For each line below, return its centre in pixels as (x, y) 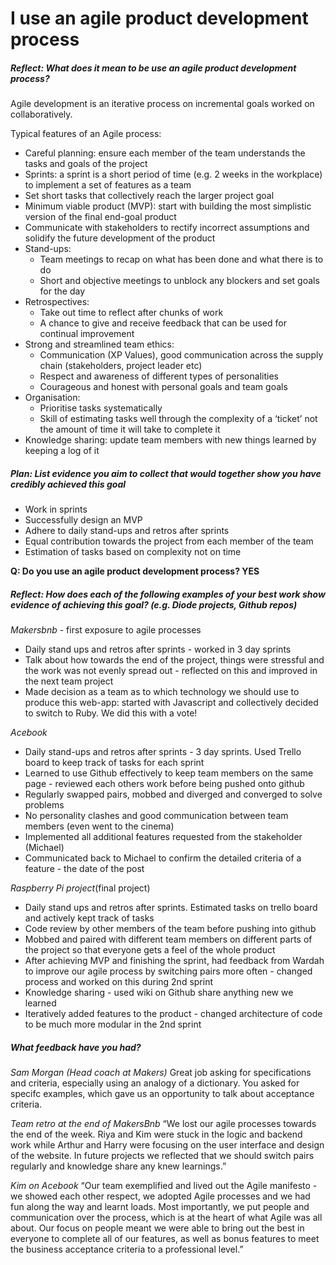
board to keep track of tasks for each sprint (114, 763)
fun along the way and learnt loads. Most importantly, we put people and (160, 1207)
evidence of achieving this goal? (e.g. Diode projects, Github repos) (154, 604)
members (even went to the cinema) (99, 826)
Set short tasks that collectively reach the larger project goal (149, 196)
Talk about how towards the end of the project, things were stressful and (174, 660)
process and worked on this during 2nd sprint (119, 982)
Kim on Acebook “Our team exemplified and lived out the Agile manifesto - (164, 1186)
